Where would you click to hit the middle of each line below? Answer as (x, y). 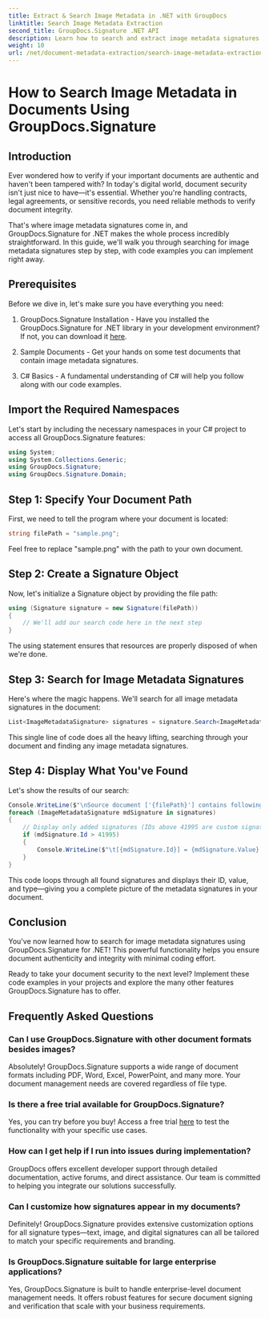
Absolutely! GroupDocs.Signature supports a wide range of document (123, 1066)
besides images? (42, 1049)
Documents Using (69, 110)
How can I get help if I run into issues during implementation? (130, 1151)
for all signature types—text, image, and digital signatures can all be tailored (134, 1232)
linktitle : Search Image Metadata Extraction (85, 23)
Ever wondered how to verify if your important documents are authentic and (133, 176)
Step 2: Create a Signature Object (93, 574)
